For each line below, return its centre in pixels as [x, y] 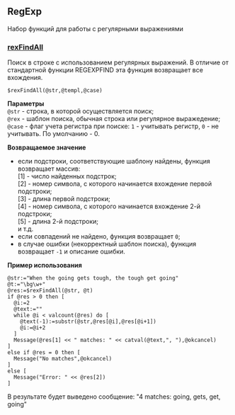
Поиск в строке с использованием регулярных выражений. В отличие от [118, 62]
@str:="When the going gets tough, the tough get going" [93, 278]
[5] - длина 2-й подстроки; [58, 222]
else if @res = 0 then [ [44, 353]
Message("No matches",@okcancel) [63, 359]
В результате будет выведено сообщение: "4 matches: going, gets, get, [114, 397]
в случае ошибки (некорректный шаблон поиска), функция [107, 244]
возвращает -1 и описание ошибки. [71, 251]
